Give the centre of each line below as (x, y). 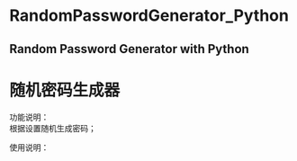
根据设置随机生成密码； (53, 128)
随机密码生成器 (65, 90)
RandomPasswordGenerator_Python (149, 16)
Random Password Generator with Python (129, 49)
